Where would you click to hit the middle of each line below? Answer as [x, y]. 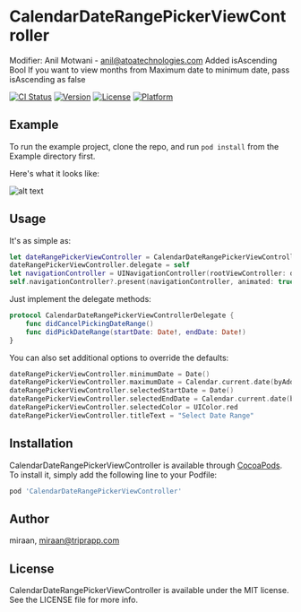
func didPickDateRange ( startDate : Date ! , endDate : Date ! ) [136, 332]
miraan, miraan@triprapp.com [64, 540]
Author [29, 518]
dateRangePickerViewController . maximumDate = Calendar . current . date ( [142, 383]
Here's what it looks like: [55, 173]
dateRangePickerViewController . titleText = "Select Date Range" [132, 415]
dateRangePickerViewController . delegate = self [100, 265]
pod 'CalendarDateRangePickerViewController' [95, 491]
